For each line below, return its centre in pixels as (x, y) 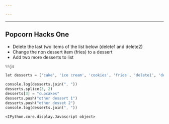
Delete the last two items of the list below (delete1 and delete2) (78, 46)
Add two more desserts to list (43, 57)
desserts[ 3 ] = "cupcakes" (32, 94)
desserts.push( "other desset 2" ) (40, 103)
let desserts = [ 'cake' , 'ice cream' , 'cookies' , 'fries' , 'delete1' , (81, 75)
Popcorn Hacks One (37, 35)
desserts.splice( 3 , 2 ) (29, 89)
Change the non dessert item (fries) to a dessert (62, 52)
